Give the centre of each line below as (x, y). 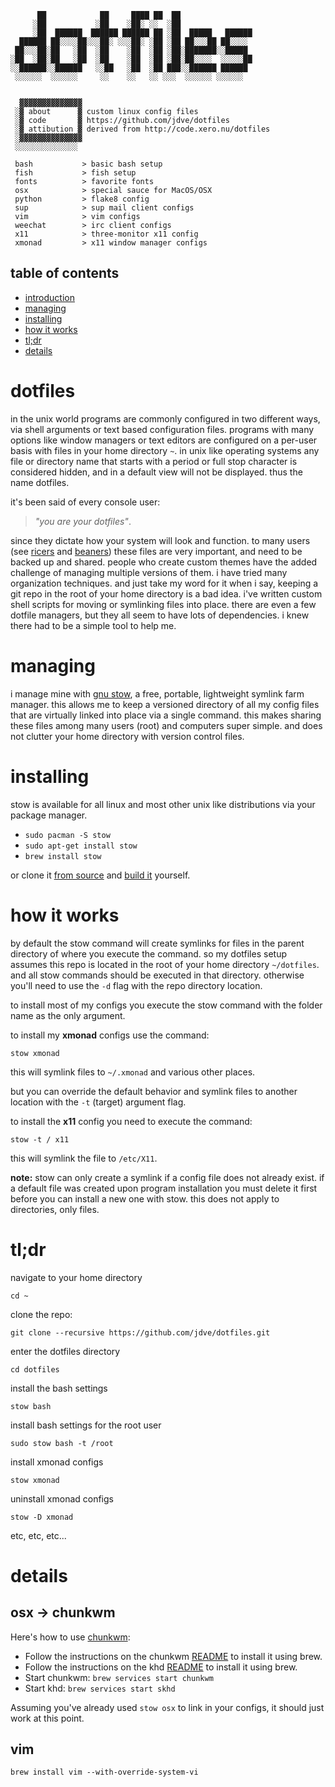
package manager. (49, 815)
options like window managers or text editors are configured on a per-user (164, 440)
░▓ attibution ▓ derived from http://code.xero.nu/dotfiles (142, 129)
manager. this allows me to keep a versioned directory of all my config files (165, 704)
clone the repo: (41, 1314)
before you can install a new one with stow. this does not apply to (145, 1198)
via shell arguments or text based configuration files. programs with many (162, 429)
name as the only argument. (68, 1015)
